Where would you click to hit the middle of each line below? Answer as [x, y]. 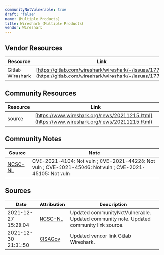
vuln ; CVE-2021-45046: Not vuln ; [74, 167]
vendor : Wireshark [24, 28]
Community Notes [33, 139]
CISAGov [50, 239]
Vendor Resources [34, 48]
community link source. [97, 225]
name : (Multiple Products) [32, 19]
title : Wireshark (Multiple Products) [44, 23]
